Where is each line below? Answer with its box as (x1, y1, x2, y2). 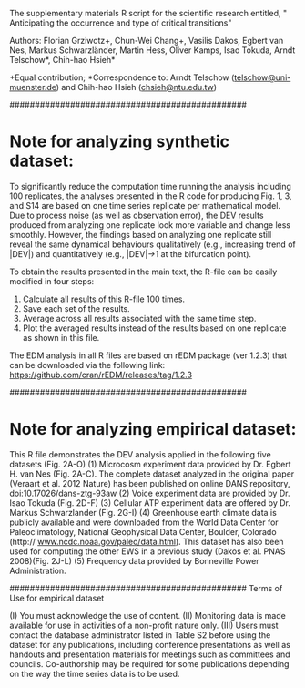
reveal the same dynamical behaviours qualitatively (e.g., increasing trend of (9, 239, 296, 250)
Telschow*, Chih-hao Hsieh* (9, 55, 116, 65)
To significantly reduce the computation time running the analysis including (9, 180, 291, 191)
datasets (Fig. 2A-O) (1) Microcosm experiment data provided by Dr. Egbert (9, 458, 291, 469)
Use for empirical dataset (9, 592, 105, 603)
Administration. (9, 565, 66, 576)
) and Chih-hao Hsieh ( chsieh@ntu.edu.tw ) (56, 82, 217, 92)
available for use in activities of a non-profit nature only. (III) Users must (9, 620, 280, 631)
